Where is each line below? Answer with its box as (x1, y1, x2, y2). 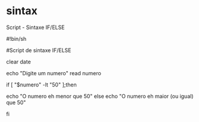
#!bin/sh (6, 35, 27, 42)
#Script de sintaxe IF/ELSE (6, 46, 71, 54)
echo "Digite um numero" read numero (6, 69, 101, 76)
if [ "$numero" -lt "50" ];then (6, 81, 77, 88)
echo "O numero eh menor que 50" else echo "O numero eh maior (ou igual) (6, 92, 194, 99)
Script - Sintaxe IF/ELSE (6, 24, 65, 31)
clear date (6, 58, 31, 65)
